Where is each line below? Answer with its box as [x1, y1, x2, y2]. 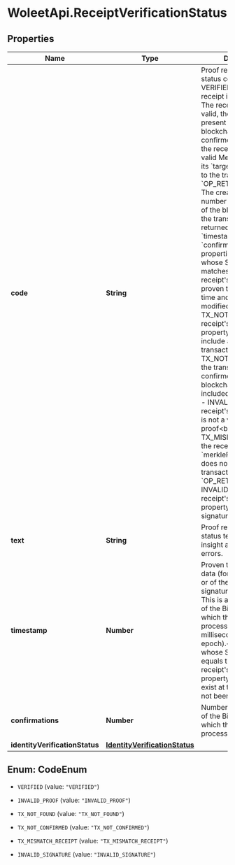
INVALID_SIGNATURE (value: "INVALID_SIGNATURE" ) [17, 850, 156, 858]
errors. [201, 549, 223, 558]
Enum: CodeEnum [7, 764, 87, 775]
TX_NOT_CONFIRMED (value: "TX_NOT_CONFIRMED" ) [17, 823, 150, 831]
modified [201, 301, 231, 310]
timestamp [10, 626, 48, 635]
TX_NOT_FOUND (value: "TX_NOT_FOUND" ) [17, 809, 124, 817]
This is [201, 595, 222, 604]
